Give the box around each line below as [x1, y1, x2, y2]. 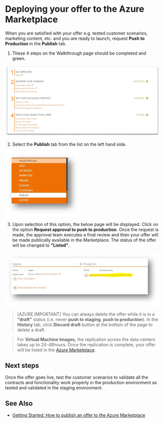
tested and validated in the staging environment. [5, 385, 103, 391]
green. [12, 55, 26, 61]
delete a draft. [17, 327, 46, 333]
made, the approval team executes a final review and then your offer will [12, 232, 159, 238]
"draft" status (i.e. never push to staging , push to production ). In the [17, 317, 159, 323]
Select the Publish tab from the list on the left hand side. [12, 141, 127, 147]
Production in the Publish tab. [5, 40, 67, 46]
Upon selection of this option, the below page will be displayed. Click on [12, 222, 159, 228]
